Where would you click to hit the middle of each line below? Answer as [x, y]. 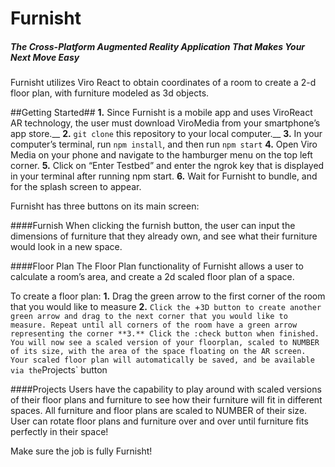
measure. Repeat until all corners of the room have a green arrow [154, 325]
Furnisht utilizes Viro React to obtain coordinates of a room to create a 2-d [163, 83]
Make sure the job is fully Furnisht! [81, 451]
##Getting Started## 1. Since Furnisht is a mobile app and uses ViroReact [161, 113]
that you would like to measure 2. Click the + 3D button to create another [166, 307]
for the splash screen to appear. [76, 187]
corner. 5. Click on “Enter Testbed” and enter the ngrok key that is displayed [167, 166]
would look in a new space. [66, 247]
